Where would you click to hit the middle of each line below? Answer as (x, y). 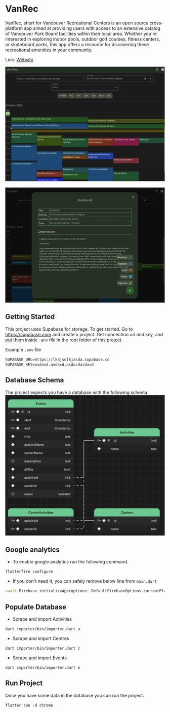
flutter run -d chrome (29, 705)
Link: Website (19, 59)
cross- (156, 23)
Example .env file (23, 349)
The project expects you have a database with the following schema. (77, 392)
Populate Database (36, 607)
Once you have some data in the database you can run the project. (75, 695)
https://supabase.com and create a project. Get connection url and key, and (84, 334)
